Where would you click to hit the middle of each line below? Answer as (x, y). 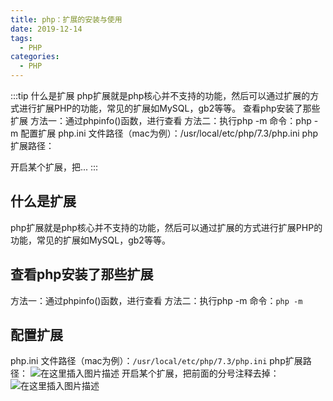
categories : (35, 57)
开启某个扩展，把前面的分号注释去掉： (200, 373)
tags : (21, 38)
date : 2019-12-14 (46, 29)
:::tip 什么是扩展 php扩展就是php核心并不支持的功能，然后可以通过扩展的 (160, 95)
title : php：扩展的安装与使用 (66, 19)
